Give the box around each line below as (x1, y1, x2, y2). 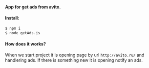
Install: (5, 15, 20, 21)
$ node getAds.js (5, 30, 41, 35)
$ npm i (5, 26, 21, 31)
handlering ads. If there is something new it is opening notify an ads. (5, 57, 143, 63)
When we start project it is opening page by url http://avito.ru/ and (5, 52, 145, 58)
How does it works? (5, 41, 46, 47)
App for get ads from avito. (5, 4, 61, 10)
